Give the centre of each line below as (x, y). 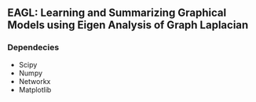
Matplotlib (35, 89)
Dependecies (33, 48)
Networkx (35, 81)
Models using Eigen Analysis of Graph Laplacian (128, 25)
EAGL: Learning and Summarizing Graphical (117, 13)
